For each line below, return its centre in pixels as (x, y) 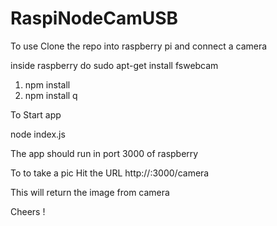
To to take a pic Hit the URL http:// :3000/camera (110, 173)
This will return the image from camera (90, 192)
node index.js (38, 134)
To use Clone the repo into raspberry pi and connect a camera (139, 46)
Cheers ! (28, 211)
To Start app (36, 114)
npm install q (51, 95)
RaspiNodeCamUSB (94, 18)
